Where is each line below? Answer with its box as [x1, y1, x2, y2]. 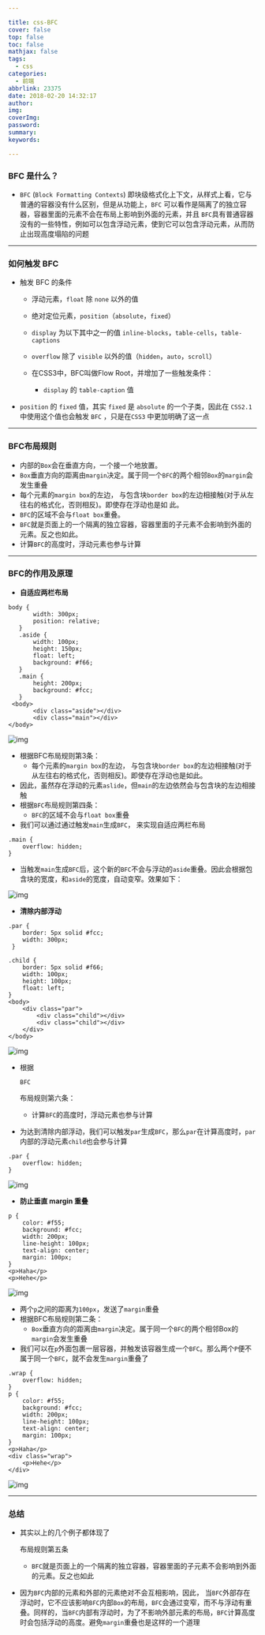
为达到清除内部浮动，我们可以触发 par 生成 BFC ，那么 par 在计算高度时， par [19, 1126, 256, 1136]
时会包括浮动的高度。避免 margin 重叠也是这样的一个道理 [19, 1618, 200, 1627]
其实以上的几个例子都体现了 [19, 1528, 110, 1537]
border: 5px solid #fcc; [22, 929, 104, 937]
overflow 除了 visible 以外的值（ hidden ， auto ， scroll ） [31, 352, 217, 361]
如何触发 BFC [8, 258, 59, 269]
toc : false [8, 40, 44, 48]
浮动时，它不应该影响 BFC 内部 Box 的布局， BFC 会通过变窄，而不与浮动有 [19, 1598, 246, 1607]
